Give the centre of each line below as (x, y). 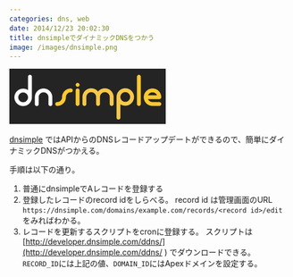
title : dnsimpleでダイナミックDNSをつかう (82, 38)
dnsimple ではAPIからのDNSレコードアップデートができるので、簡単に (139, 139)
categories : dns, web (50, 19)
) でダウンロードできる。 (210, 252)
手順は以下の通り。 (45, 170)
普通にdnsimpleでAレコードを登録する (92, 189)
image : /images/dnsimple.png (63, 47)
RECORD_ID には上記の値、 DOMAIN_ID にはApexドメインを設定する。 (142, 264)
